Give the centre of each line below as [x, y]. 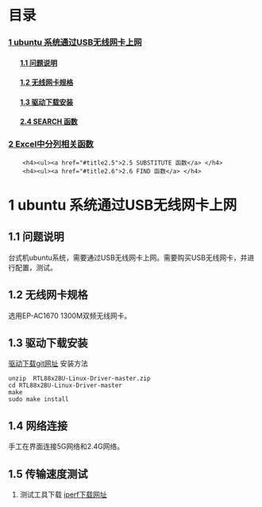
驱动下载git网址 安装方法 [48, 364]
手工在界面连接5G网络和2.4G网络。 [66, 447]
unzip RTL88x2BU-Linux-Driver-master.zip [79, 379]
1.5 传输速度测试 [48, 474]
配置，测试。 [36, 267]
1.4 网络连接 [38, 426]
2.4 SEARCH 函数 [48, 122]
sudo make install [39, 400]
